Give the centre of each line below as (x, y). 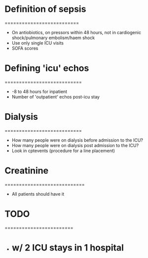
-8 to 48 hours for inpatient (39, 91)
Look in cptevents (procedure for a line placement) (63, 151)
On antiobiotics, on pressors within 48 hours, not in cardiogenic (76, 32)
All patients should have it (38, 194)
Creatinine (27, 171)
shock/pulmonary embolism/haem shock (53, 38)
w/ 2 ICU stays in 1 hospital (68, 247)
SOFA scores (25, 48)
